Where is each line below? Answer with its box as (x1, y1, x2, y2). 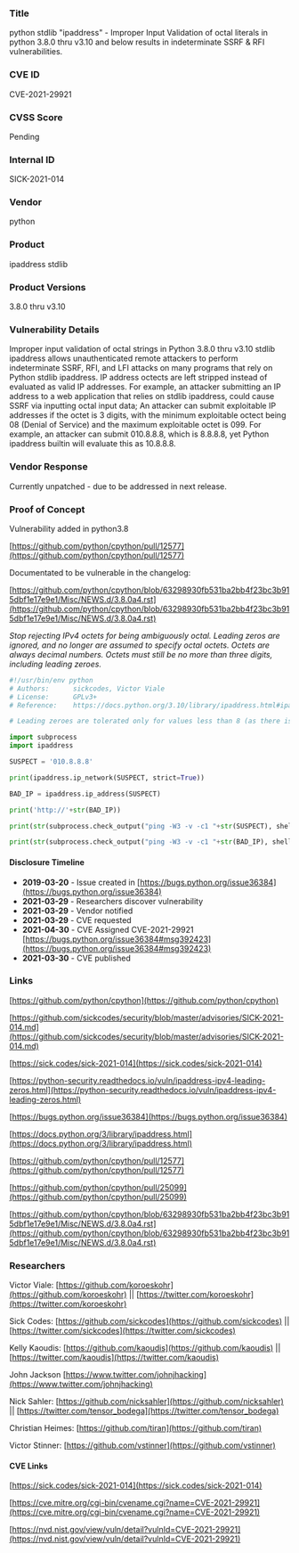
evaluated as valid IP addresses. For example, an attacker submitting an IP (9, 381, 282, 392)
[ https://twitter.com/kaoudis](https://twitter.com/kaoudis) (9, 1353, 220, 1363)
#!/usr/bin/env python (9, 675, 93, 684)
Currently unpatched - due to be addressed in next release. (9, 480, 227, 492)
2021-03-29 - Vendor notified (21, 905, 133, 916)
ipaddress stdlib (9, 258, 69, 269)
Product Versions (9, 281, 86, 293)
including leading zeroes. (9, 658, 102, 669)
